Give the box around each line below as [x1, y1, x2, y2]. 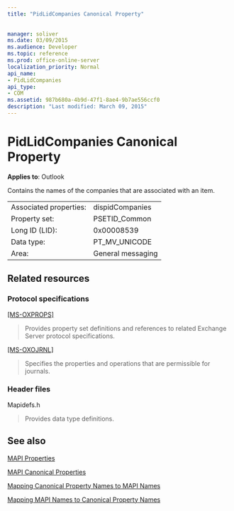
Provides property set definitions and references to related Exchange [24, 324, 227, 332]
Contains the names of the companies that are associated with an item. [7, 186, 215, 194]
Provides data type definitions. [24, 414, 115, 423]
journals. [24, 367, 51, 375]
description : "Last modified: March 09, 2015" [7, 103, 147, 110]
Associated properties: [11, 202, 87, 212]
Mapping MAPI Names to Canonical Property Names [7, 495, 161, 504]
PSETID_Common [93, 214, 152, 223]
